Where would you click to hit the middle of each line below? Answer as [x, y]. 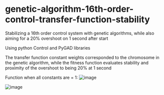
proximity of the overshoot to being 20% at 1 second [58, 68]
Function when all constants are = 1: [42, 77]
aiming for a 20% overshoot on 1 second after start [57, 38]
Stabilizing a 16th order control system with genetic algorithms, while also [80, 33]
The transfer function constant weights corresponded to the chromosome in [82, 57]
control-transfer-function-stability [78, 19]
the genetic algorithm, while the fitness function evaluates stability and [77, 63]
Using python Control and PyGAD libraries [48, 48]
